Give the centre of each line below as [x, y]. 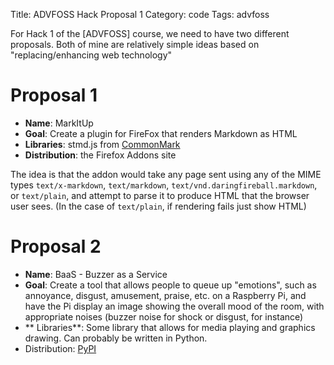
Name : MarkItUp [59, 123]
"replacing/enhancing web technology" [91, 55]
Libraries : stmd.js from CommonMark [102, 144]
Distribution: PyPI [60, 348]
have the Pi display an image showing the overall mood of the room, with [174, 306]
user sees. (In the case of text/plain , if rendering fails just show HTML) [158, 206]
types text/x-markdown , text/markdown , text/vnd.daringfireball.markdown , [164, 185]
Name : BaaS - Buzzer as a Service [96, 274]
